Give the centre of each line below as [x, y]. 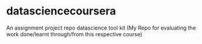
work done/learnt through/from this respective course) [74, 34]
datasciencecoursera [61, 11]
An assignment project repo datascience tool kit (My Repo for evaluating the [101, 28]
